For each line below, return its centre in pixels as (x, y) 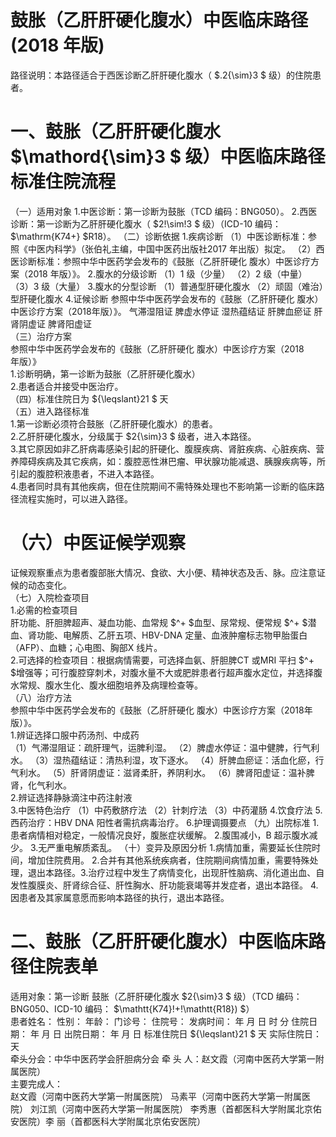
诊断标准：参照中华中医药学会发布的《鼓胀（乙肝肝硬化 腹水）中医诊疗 (164, 261)
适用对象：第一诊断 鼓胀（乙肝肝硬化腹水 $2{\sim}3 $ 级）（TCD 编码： (156, 996)
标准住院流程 (63, 182)
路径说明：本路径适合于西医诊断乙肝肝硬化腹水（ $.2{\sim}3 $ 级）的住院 (161, 75)
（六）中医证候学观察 (98, 543)
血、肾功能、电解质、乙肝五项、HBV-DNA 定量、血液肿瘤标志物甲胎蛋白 (159, 635)
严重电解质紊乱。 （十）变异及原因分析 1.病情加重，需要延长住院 (179, 847)
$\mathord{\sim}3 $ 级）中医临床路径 (168, 157)
